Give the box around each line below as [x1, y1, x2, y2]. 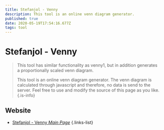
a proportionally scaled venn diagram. [17, 68, 94, 74]
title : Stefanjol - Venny [5, 7, 58, 12]
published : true [5, 16, 38, 21]
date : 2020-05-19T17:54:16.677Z [5, 20, 71, 26]
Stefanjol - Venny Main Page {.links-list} [12, 119, 94, 125]
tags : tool [5, 25, 27, 30]
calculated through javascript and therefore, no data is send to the [17, 82, 151, 88]
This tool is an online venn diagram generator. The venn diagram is [17, 77, 152, 83]
